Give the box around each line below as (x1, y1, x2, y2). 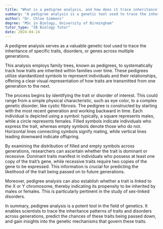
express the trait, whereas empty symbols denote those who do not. (5, 123, 142, 129)
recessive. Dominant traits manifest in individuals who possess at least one (5, 153, 155, 159)
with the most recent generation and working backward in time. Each (5, 108, 143, 114)
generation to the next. (5, 83, 51, 89)
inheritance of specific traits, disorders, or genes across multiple (5, 48, 134, 54)
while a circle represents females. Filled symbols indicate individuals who (5, 118, 151, 124)
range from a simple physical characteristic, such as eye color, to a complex (5, 98, 157, 103)
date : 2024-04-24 (5, 30, 40, 34)
